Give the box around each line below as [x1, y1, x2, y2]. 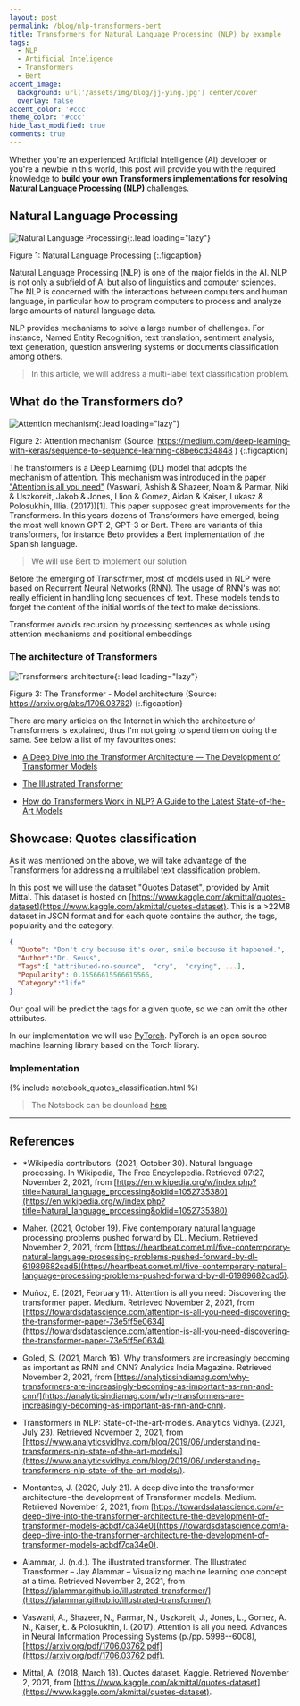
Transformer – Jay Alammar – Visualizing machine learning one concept [21, 1565, 287, 1576]
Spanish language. [9, 538, 78, 549]
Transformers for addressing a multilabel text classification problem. [9, 865, 261, 875]
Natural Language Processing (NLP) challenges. [9, 183, 189, 193]
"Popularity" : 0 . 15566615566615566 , [17, 970, 154, 980]
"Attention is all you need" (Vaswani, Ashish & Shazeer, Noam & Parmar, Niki [9, 481, 289, 492]
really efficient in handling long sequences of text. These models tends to [9, 592, 279, 602]
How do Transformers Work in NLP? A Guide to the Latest [21, 796, 235, 806]
